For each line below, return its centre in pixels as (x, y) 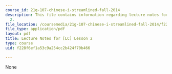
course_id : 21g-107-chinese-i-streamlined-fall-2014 (63, 10)
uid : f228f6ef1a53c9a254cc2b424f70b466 (48, 48)
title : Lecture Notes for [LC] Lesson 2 (49, 39)
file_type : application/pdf (35, 29)
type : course (19, 43)
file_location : (21, 24)
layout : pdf (18, 34)
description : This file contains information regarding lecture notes (82, 15)
